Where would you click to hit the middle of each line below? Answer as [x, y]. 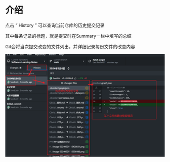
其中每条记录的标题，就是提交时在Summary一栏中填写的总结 [69, 36]
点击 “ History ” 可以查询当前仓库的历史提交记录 [55, 25]
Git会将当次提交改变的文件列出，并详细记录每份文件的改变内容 [70, 46]
